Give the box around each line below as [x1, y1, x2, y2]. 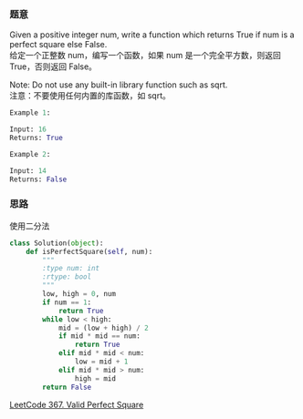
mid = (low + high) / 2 [57, 323, 149, 332]
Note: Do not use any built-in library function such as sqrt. [9, 79, 228, 90]
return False [42, 383, 92, 392]
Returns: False [9, 175, 68, 184]
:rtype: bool [42, 272, 92, 281]
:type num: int [42, 264, 100, 273]
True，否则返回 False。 [9, 61, 98, 72]
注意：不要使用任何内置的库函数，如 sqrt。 [9, 90, 171, 101]
